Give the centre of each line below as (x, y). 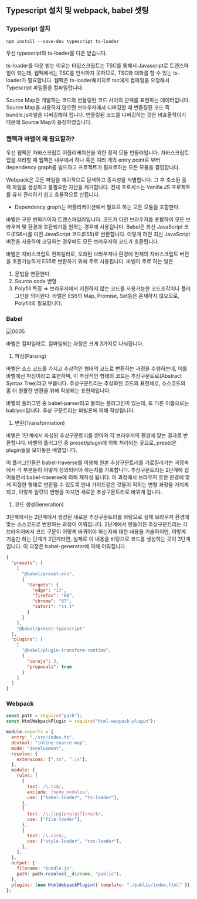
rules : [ (27, 776)
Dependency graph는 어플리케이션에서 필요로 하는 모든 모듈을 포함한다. (97, 207)
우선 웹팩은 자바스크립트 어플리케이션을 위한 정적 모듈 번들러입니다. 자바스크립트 (98, 152)
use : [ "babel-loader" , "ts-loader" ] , (73, 797)
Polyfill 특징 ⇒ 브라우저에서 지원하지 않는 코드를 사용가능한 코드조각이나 (97, 288)
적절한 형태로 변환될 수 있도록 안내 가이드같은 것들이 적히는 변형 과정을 (93, 485)
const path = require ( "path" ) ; (44, 716)
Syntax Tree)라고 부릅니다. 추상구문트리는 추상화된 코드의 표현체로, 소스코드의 (96, 383)
